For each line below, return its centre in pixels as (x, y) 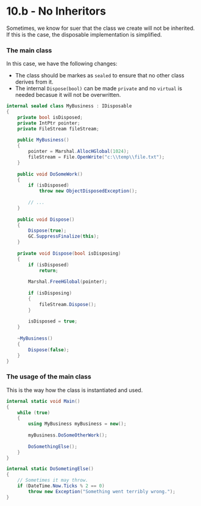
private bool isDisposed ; (50, 117)
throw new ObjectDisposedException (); (88, 191)
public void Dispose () (46, 219)
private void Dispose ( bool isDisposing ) (69, 253)
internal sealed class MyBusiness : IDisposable (69, 106)
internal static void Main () (43, 401)
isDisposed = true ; (53, 321)
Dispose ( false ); (49, 350)
